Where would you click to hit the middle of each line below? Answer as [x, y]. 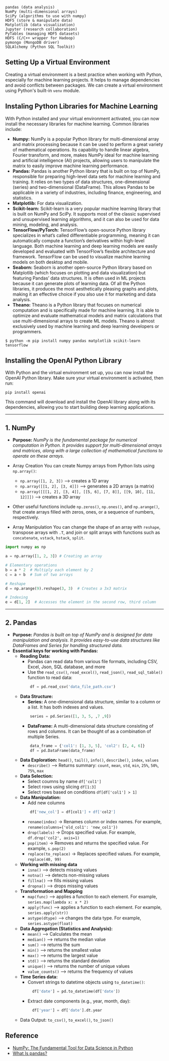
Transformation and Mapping [51, 891]
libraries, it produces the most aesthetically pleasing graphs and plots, [85, 289]
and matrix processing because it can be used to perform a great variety [88, 144]
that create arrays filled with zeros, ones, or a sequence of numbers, [83, 512]
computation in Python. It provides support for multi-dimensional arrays [87, 445]
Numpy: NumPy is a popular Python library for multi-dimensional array [86, 139]
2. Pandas [21, 623]
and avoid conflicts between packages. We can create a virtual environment [84, 85]
